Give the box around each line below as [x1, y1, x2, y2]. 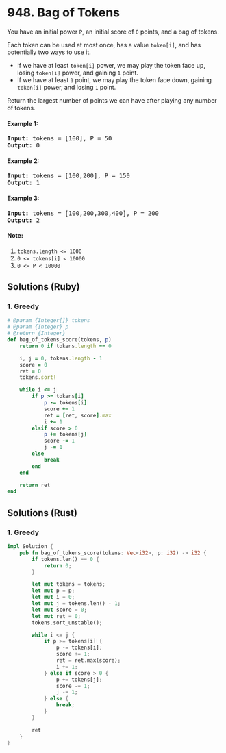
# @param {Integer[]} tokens [7, 317, 90, 324]
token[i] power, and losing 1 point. [16, 83, 116, 91]
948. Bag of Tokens [7, 5, 121, 21]
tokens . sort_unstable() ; [32, 619, 103, 626]
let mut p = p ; [32, 587, 75, 594]
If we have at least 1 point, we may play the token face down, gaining [16, 75, 212, 84]
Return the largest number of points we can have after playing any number [7, 96, 217, 104]
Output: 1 [7, 179, 40, 186]
